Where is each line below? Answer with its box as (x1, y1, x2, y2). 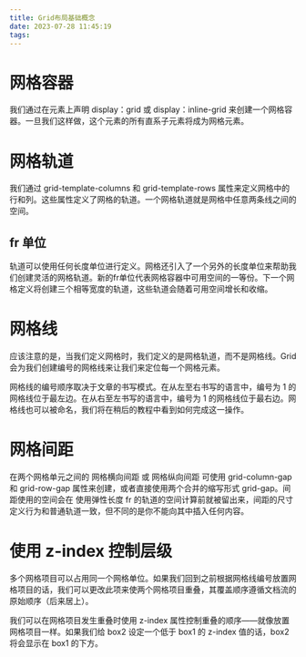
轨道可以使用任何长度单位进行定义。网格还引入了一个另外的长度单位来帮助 (9, 261, 289, 272)
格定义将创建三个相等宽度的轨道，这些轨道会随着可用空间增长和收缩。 (9, 283, 273, 294)
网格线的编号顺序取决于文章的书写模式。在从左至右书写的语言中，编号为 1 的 (9, 382, 297, 392)
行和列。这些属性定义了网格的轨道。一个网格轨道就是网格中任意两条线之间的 (9, 194, 297, 205)
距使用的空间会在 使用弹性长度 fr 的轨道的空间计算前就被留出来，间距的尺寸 (9, 494, 294, 505)
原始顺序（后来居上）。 (9, 595, 94, 606)
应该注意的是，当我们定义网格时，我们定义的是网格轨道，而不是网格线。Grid (9, 351, 297, 361)
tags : (9, 30, 30, 39)
